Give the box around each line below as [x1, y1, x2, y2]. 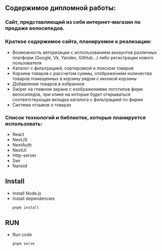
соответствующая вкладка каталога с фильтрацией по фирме [12, 96, 143, 103]
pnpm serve [12, 241, 35, 246]
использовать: [5, 120, 43, 127]
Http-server [12, 152, 37, 158]
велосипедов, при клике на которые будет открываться [12, 91, 131, 97]
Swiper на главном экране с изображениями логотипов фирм [12, 86, 143, 92]
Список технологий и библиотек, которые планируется [5, 114, 146, 121]
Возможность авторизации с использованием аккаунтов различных [12, 49, 157, 55]
